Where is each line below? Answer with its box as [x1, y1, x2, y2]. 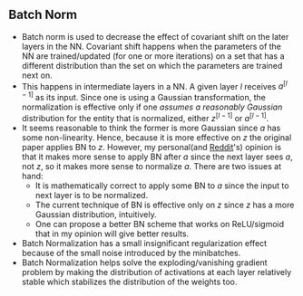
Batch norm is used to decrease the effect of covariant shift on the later [21, 31, 289, 42]
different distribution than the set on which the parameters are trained [21, 60, 283, 71]
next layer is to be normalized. [34, 189, 149, 200]
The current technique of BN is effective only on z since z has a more [34, 199, 295, 210]
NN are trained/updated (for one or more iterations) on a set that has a [21, 50, 285, 62]
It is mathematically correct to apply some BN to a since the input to [34, 180, 289, 191]
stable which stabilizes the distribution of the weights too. [21, 276, 238, 287]
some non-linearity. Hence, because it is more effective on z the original [21, 131, 292, 143]
